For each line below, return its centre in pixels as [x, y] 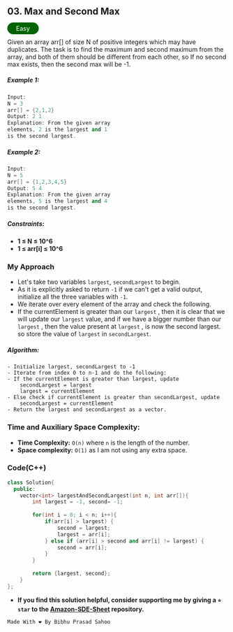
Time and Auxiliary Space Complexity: [74, 427]
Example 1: [23, 80]
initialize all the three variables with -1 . [73, 297]
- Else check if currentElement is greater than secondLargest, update [113, 398]
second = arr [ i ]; [82, 547]
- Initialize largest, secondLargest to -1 [72, 367]
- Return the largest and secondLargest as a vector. [87, 410]
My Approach [31, 266]
